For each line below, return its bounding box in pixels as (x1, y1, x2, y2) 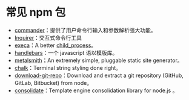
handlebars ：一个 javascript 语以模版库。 (14, 49, 118, 56)
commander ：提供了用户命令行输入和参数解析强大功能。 (14, 27, 156, 34)
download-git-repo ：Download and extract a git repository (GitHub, (14, 72, 184, 79)
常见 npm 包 (5, 5, 66, 19)
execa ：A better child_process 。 (14, 42, 97, 49)
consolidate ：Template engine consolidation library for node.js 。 (14, 87, 178, 94)
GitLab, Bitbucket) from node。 (14, 79, 92, 86)
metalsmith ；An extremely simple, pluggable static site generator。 (14, 57, 183, 64)
